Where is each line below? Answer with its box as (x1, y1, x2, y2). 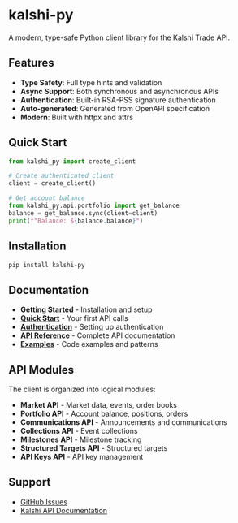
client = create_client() (8, 179, 96, 188)
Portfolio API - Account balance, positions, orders (19, 408, 188, 418)
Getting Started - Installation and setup (19, 305, 153, 314)
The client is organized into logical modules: (8, 384, 156, 394)
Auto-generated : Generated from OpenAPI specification (19, 103, 210, 113)
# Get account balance (8, 194, 85, 202)
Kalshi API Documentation (19, 505, 108, 515)
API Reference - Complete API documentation (19, 331, 175, 340)
